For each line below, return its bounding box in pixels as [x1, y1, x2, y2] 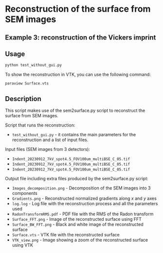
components [12, 190, 37, 196]
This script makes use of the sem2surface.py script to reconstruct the [5, 107, 145, 113]
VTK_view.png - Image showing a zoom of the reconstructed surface [12, 237, 148, 243]
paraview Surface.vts [5, 81, 49, 86]
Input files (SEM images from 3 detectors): [5, 146, 90, 152]
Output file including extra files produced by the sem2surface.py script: [5, 175, 148, 181]
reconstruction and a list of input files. [12, 137, 89, 143]
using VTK [12, 242, 33, 248]
